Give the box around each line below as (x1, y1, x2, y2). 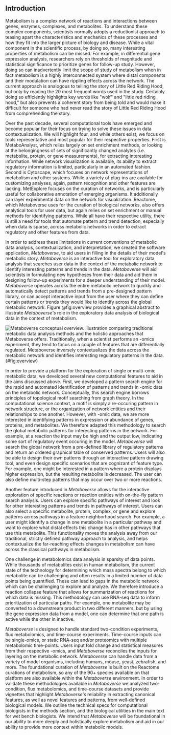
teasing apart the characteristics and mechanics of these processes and (5, 34, 158, 40)
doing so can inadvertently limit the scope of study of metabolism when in (5, 67, 161, 73)
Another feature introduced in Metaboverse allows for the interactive (5, 486, 150, 492)
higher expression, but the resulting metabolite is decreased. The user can (5, 471, 162, 477)
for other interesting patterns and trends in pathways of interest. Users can (5, 502, 163, 509)
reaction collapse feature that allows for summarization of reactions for (5, 589, 155, 595)
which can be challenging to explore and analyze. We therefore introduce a (5, 583, 163, 590)
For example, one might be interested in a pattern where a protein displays (5, 466, 162, 472)
